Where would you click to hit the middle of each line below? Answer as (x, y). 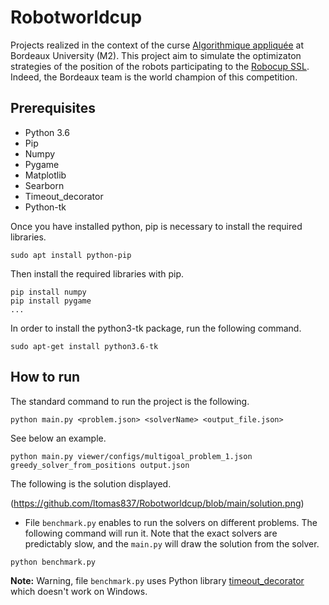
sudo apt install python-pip (71, 255)
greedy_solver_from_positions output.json (100, 465)
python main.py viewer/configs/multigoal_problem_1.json (131, 456)
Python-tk (45, 207)
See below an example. (58, 438)
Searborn (44, 185)
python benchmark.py (53, 562)
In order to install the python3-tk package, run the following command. (156, 328)
